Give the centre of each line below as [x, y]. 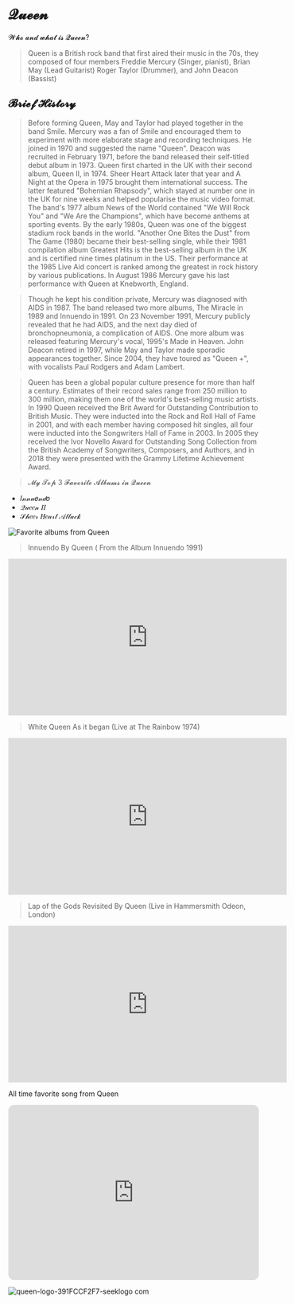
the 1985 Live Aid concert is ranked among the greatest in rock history [143, 266]
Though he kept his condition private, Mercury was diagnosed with [138, 299]
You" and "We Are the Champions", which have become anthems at [139, 216]
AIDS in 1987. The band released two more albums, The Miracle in [136, 307]
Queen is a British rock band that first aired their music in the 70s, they [143, 53]
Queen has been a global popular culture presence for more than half [141, 382]
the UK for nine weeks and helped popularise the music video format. [142, 199]
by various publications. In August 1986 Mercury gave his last [128, 275]
